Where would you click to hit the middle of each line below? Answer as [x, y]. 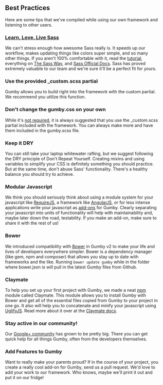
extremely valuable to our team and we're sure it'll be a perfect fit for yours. [81, 69]
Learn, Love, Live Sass [32, 37]
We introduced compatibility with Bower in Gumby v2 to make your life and [80, 246]
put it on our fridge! [25, 378]
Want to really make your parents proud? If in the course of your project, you [82, 362]
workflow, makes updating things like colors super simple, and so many [77, 53]
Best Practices [27, 8]
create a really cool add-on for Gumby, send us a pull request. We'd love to [80, 367]
